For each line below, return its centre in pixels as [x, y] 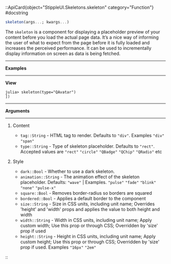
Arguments [18, 111]
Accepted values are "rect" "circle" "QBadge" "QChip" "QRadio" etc [91, 151]
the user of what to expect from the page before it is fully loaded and [78, 42]
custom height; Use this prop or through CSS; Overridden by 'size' [90, 242]
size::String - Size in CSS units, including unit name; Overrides [88, 204]
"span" [27, 141]
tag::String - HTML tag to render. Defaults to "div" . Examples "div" [92, 135]
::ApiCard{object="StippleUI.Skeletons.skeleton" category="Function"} [80, 7]
